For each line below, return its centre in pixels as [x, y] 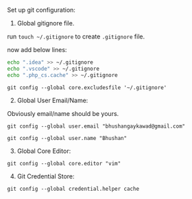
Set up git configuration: [41, 10]
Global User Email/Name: [52, 100]
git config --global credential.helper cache [73, 189]
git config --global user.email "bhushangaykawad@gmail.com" [96, 126]
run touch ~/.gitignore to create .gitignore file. [76, 36]
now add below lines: [37, 50]
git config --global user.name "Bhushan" [67, 138]
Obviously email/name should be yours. [63, 113]
